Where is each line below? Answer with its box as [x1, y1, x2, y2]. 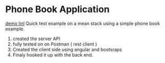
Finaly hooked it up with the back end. [12, 52, 93, 58]
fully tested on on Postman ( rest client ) [12, 41, 97, 47]
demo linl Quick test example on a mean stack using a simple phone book [5, 20, 160, 26]
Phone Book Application [5, 4, 110, 15]
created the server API [12, 36, 60, 42]
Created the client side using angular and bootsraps [12, 46, 122, 52]
